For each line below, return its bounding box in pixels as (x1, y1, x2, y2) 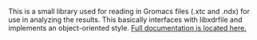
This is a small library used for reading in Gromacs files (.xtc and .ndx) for (8, 7, 250, 16)
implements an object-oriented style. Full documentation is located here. (8, 24, 247, 32)
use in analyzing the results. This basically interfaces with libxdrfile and (8, 15, 243, 24)
